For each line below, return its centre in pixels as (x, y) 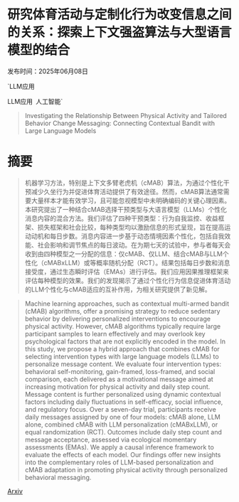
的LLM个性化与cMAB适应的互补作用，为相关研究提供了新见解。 (118, 289)
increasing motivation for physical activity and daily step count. (117, 386)
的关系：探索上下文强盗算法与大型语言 (120, 32)
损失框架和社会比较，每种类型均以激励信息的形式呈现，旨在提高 (131, 227)
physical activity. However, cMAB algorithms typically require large (123, 326)
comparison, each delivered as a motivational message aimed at (119, 379)
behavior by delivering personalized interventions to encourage (118, 319)
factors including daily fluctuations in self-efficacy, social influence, (124, 402)
